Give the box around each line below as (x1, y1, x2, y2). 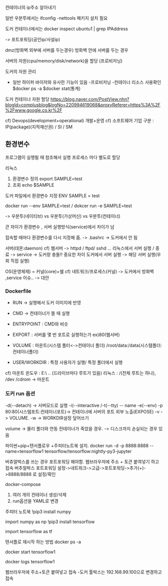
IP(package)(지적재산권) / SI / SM (5, 124, 73, 130)
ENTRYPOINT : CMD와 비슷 (12, 321, 69, 327)
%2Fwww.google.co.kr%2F (5, 107, 63, 113)
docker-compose (5, 481, 41, 487)
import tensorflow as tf (5, 529, 53, 535)
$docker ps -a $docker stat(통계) (12, 86, 81, 92)
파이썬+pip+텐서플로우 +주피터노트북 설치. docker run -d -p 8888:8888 (5, 443, 149, 449)
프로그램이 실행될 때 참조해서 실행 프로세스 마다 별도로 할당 (5, 154, 120, 160)
